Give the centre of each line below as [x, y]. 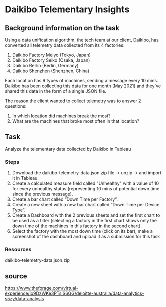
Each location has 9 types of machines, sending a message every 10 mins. [82, 80]
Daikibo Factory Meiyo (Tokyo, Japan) [52, 55]
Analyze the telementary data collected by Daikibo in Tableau [68, 149]
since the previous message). [43, 194]
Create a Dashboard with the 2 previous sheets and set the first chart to [86, 215]
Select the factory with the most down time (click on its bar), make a [83, 231]
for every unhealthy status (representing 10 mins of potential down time [86, 189]
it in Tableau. [25, 178]
